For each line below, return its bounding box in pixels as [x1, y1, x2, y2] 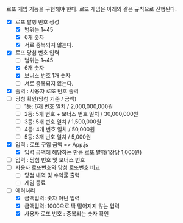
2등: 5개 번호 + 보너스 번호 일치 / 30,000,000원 [24, 110, 138, 117]
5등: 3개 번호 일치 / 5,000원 [24, 133, 91, 141]
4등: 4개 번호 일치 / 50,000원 [24, 125, 95, 133]
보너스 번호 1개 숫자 [24, 72, 71, 79]
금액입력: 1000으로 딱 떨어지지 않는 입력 [24, 202, 120, 210]
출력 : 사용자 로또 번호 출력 [15, 87, 79, 95]
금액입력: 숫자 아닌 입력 [24, 194, 81, 202]
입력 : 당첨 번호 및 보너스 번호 [15, 156, 85, 164]
